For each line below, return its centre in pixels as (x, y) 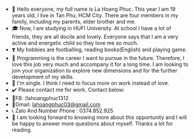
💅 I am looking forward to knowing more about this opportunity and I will (99, 117)
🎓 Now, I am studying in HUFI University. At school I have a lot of (91, 28)
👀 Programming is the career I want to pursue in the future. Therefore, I (98, 58)
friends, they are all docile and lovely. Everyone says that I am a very (95, 37)
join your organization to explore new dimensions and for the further (95, 70)
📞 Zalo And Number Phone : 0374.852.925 (63, 111)
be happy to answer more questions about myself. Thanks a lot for (92, 123)
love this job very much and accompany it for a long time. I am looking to (100, 64)
